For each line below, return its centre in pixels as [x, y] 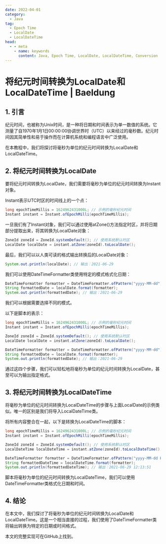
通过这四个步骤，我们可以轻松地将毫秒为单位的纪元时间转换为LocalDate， [80, 369]
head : [11, 42]
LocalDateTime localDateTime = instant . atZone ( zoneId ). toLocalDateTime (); [84, 449]
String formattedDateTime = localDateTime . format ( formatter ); [70, 463]
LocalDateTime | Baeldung [60, 92]
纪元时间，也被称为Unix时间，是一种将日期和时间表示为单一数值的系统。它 [81, 125]
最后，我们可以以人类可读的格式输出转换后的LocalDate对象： [67, 255]
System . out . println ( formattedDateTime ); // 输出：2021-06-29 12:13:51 [78, 467]
